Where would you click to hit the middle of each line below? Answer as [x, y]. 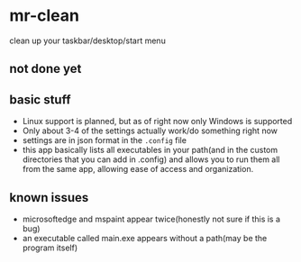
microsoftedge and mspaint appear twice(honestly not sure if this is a [151, 219]
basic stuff [40, 99]
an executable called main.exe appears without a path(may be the [145, 238]
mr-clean [44, 16]
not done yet [46, 69]
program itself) [50, 248]
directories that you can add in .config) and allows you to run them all [151, 159]
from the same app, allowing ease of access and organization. [138, 169]
